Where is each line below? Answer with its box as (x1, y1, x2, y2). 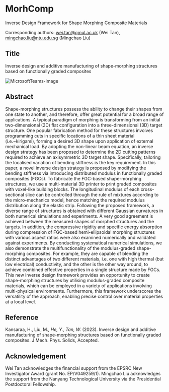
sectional (5, 191, 24, 198)
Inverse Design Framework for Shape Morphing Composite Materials (5, 20, 147, 26)
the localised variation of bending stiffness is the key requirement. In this (5, 159, 156, 165)
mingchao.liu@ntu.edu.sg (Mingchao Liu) (5, 35, 91, 41)
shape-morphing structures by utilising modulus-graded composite (5, 277, 145, 283)
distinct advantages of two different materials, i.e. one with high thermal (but (5, 255, 164, 262)
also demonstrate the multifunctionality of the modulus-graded (5, 245, 136, 251)
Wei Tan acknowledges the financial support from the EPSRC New (5, 365, 142, 371)
